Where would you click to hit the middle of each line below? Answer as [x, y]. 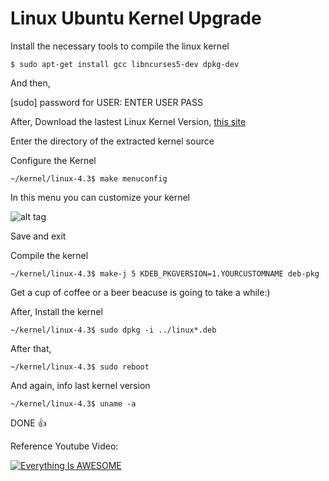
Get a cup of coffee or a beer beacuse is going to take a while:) [140, 292]
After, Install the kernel [56, 311]
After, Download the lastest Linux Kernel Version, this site [128, 121]
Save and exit [38, 236]
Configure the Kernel [53, 160]
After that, [31, 348]
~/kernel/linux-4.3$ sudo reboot [80, 367]
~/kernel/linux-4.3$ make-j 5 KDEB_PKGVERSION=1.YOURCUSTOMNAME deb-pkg [165, 273]
